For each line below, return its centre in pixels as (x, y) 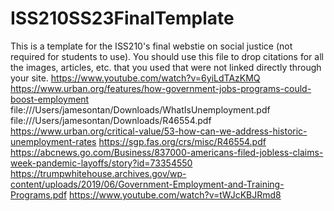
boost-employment (50, 99)
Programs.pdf (39, 194)
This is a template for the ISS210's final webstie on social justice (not (151, 46)
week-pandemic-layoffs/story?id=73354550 (101, 163)
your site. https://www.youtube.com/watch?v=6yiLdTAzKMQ (135, 78)
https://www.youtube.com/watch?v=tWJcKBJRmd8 (175, 194)
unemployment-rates (53, 141)
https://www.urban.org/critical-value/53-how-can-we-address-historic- (159, 131)
